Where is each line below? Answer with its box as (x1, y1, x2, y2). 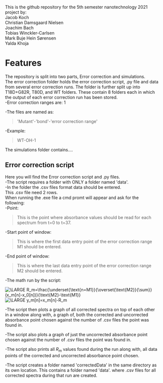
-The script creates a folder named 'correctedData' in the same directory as (5, 362, 157, 368)
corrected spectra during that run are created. (5, 372, 97, 378)
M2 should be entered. (17, 268, 63, 274)
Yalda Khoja (5, 40, 29, 46)
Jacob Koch (5, 15, 29, 20)
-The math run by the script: (5, 277, 61, 283)
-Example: (5, 128, 26, 134)
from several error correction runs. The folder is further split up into (5, 84, 140, 90)
